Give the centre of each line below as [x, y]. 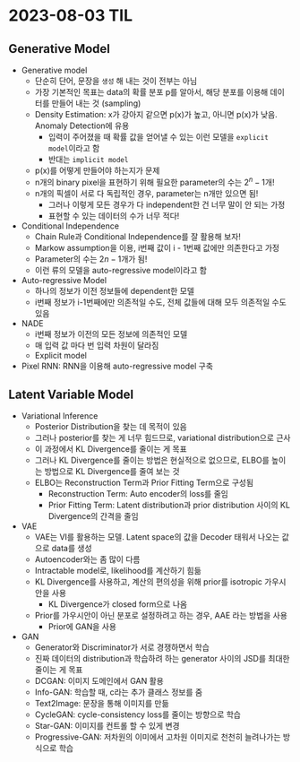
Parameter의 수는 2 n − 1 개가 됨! [91, 259]
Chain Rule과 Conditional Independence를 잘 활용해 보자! [137, 236]
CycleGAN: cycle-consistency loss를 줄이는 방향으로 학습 [138, 714]
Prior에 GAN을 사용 [82, 627]
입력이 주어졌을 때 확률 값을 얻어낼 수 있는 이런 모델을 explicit [159, 137]
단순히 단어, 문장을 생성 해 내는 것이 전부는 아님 [116, 81]
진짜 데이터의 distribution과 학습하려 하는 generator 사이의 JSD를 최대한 [162, 659]
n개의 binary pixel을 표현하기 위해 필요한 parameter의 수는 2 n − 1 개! [154, 182]
